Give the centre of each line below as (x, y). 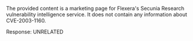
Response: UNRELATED (35, 32)
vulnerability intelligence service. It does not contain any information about (96, 14)
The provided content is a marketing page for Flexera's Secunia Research (95, 8)
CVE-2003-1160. (26, 20)
